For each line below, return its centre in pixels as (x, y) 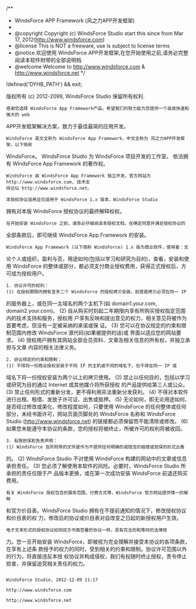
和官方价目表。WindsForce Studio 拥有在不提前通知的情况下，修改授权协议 (96, 511)
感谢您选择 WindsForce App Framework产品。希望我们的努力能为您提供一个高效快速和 (98, 108)
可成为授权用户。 (27, 273)
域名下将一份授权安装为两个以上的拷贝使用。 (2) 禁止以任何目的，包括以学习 (98, 377)
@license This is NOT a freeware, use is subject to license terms (92, 46)
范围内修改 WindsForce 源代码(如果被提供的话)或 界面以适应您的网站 (94, 333)
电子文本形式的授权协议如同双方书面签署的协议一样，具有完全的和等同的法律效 (87, 530)
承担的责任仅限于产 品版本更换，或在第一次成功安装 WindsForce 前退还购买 (97, 473)
